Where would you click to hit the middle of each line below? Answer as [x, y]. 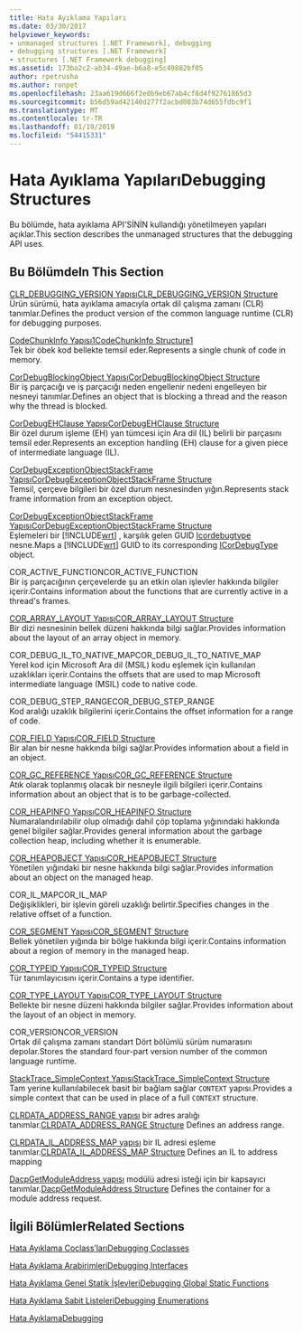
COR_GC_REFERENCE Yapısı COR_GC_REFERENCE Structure [121, 775]
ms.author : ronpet [44, 85]
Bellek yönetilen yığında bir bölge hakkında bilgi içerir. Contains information [148, 940]
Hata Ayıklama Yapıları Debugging [137, 180]
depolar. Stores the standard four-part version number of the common [138, 1051]
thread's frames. [40, 600]
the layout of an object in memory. [73, 1015]
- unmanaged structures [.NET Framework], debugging [110, 43]
